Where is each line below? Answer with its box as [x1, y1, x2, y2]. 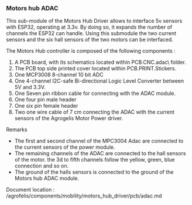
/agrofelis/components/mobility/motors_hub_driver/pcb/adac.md [6, 192, 162, 200]
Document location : [6, 186, 55, 193]
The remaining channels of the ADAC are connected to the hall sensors [14, 150, 186, 157]
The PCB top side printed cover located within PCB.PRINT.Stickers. [14, 65, 177, 72]
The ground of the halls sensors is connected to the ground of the [14, 169, 174, 176]
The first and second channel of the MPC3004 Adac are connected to [14, 138, 184, 145]
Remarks [6, 126, 28, 133]
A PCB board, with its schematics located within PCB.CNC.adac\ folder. [14, 59, 186, 66]
